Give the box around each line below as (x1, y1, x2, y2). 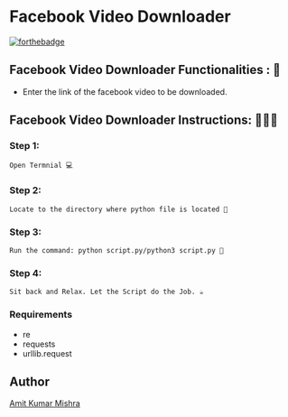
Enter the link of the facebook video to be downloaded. (22, 86, 228, 97)
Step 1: (9, 140, 40, 153)
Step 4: (9, 266, 42, 279)
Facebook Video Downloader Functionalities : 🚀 (9, 62, 282, 78)
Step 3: (9, 226, 42, 238)
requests (22, 338, 56, 349)
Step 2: (9, 184, 42, 197)
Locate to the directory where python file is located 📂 (9, 205, 228, 214)
